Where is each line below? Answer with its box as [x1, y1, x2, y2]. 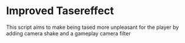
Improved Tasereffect [6, 4, 114, 18]
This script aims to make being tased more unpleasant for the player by [6, 24, 179, 31]
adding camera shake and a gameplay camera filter [6, 29, 131, 37]
